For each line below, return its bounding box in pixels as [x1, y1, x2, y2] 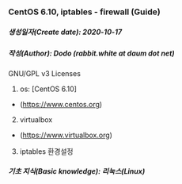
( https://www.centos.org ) [19, 100, 103, 109]
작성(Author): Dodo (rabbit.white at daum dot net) [8, 48, 175, 58]
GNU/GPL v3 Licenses [8, 69, 82, 79]
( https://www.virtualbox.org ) [19, 130, 113, 140]
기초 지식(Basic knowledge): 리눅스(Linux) [8, 166, 146, 176]
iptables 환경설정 [19, 147, 74, 156]
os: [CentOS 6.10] [19, 84, 78, 94]
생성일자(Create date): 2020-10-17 [8, 27, 123, 36]
